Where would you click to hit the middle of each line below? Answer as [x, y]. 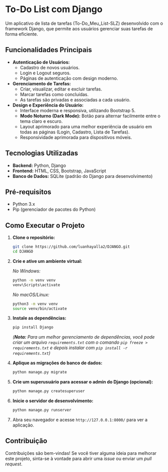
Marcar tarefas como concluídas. [54, 94]
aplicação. [23, 425]
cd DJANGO [23, 252]
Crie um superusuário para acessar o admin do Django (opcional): [83, 382]
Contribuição [26, 441]
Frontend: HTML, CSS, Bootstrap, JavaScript [59, 171]
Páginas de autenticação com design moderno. [69, 78]
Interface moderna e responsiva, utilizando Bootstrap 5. [78, 110]
